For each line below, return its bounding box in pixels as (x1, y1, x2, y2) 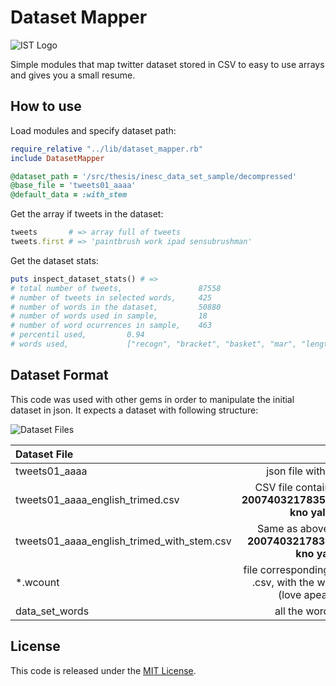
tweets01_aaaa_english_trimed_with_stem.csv (15, 534, 232, 548)
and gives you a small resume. (10, 69, 136, 81)
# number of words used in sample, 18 (10, 311, 208, 321)
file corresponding (243, 562, 330, 576)
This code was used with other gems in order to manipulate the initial (10, 393, 295, 405)
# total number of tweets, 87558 (10, 283, 222, 293)
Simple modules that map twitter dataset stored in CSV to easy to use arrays (10, 58, 325, 70)
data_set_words (15, 604, 90, 618)
